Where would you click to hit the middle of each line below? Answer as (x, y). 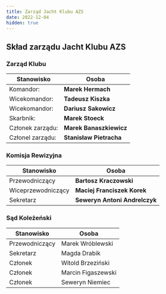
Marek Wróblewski (87, 243)
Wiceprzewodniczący (39, 190)
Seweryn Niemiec (86, 282)
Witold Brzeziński (85, 262)
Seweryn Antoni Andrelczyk (116, 200)
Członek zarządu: (34, 128)
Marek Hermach (87, 89)
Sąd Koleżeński (29, 218)
